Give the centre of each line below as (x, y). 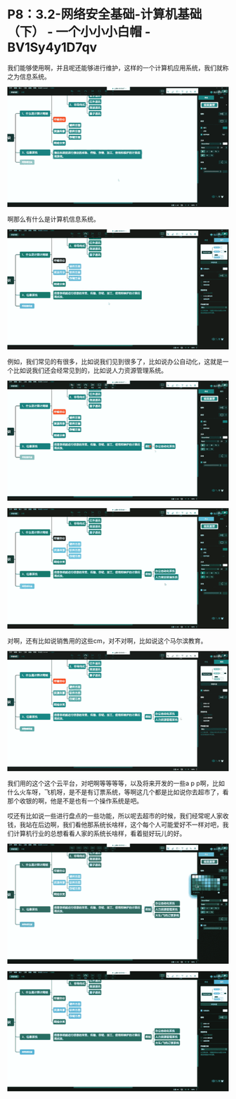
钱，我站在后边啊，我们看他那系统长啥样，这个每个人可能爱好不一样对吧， (115, 825)
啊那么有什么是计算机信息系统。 (53, 220)
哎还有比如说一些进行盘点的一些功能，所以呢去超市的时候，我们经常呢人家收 (118, 815)
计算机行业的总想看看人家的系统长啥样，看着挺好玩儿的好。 (99, 833)
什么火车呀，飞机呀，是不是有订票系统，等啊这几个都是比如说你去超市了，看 (118, 792)
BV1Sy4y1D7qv (52, 47)
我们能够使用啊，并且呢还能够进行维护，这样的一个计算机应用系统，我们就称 (118, 68)
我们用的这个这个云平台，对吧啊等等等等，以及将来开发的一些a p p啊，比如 (116, 783)
